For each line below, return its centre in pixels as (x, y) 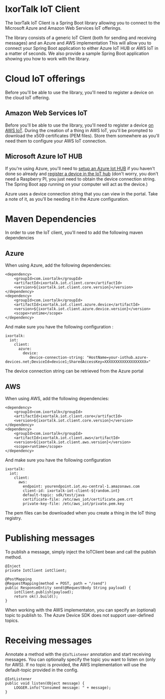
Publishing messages (50, 538)
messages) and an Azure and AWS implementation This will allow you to (78, 43)
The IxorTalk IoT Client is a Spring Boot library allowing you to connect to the (82, 23)
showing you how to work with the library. (48, 58)
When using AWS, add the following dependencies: (57, 399)
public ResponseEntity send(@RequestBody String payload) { (68, 588)
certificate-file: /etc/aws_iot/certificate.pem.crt (78, 500)
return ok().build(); (36, 597)
